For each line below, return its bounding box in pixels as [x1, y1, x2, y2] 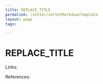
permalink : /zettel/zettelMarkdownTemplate [5, 12, 98, 17]
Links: [5, 64, 18, 70]
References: [5, 74, 30, 80]
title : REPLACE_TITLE [5, 7, 51, 13]
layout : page [5, 17, 33, 22]
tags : [5, 21, 17, 27]
